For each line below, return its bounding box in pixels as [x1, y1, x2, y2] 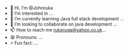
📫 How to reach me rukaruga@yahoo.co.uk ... [10, 27, 107, 33]
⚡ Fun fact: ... [10, 40, 38, 46]
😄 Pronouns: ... [10, 34, 43, 40]
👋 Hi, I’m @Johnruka [10, 5, 53, 11]
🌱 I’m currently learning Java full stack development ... [10, 16, 124, 21]
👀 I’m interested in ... [10, 10, 53, 16]
